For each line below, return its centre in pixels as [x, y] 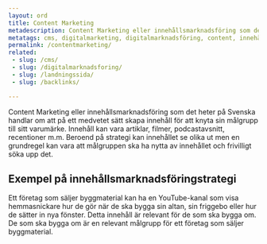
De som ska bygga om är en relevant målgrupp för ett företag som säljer [126, 223]
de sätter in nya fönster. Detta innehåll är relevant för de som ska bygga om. [132, 215]
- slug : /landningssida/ [52, 75]
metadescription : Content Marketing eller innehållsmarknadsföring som [129, 30]
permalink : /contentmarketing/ [60, 45]
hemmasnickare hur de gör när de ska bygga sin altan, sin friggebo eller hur [132, 207]
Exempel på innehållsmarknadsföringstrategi [122, 178]
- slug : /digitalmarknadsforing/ [67, 68]
